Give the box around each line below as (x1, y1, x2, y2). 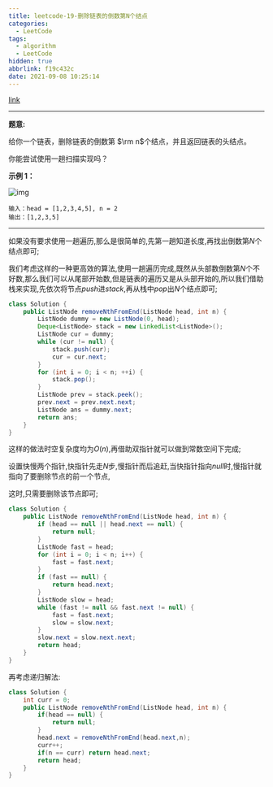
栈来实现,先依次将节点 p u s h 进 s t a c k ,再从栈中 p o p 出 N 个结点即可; (8, 284, 218, 293)
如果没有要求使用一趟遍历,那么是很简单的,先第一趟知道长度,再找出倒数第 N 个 (8, 236, 262, 246)
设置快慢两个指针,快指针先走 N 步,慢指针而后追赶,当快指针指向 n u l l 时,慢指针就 (8, 461, 262, 472)
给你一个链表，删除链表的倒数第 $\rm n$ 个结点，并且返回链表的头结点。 (8, 136, 251, 146)
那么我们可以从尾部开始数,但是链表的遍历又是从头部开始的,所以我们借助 (24, 273, 264, 283)
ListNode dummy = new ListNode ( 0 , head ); (37, 315, 180, 324)
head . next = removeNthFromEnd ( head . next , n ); (37, 733, 191, 741)
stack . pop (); (51, 376, 96, 384)
